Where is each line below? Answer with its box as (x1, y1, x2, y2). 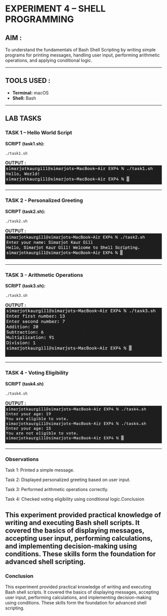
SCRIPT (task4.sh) (5, 381, 44, 387)
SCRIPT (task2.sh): (5, 208, 46, 214)
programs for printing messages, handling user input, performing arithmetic (5, 52, 160, 58)
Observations (5, 456, 39, 463)
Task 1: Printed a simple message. (5, 467, 75, 473)
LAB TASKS (5, 114, 42, 123)
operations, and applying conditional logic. (5, 57, 92, 63)
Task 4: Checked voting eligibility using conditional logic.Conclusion (5, 496, 145, 502)
